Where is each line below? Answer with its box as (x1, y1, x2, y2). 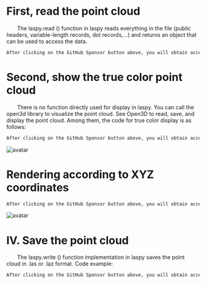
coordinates (6, 180, 69, 194)
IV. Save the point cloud (6, 233, 129, 247)
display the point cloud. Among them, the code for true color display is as (6, 117, 192, 124)
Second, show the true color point (6, 71, 183, 84)
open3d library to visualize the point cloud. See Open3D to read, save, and (6, 110, 195, 117)
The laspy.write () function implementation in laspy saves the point (17, 253, 185, 261)
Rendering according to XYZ (6, 167, 154, 182)
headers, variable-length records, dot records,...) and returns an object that (6, 31, 197, 38)
